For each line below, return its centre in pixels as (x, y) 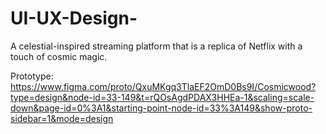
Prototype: (32, 76)
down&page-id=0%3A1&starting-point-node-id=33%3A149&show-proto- (161, 108)
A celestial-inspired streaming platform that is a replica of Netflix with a (156, 46)
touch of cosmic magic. (59, 56)
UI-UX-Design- (74, 18)
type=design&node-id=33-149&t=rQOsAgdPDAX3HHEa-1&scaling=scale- (162, 97)
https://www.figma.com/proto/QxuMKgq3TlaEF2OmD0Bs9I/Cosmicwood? (163, 86)
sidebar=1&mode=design (62, 118)
